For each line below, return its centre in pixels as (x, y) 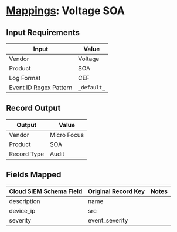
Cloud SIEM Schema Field (46, 191)
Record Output (33, 108)
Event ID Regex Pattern (41, 88)
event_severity (108, 220)
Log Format (25, 78)
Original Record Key (116, 191)
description (25, 201)
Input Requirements (43, 33)
